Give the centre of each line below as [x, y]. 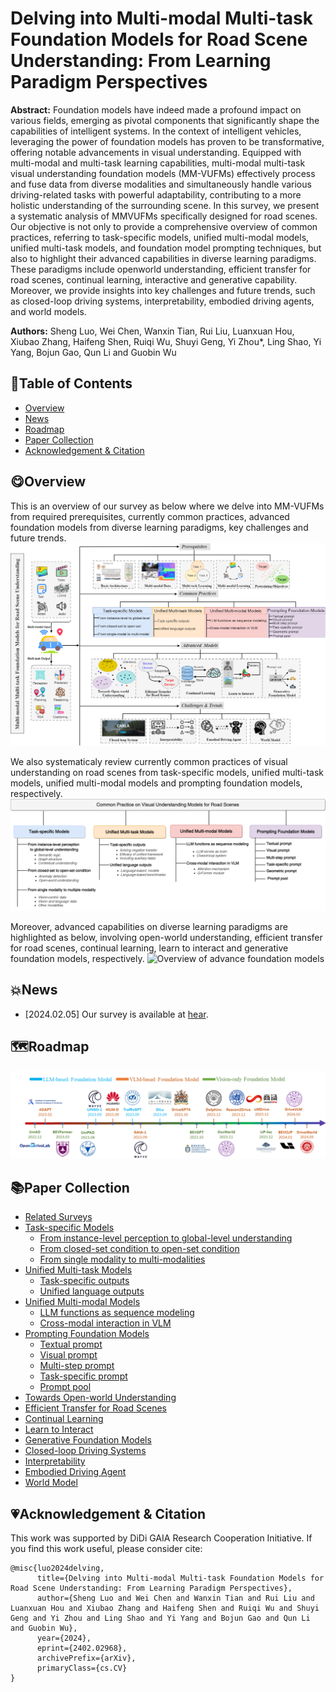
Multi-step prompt [77, 1366]
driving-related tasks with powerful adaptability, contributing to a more [156, 194]
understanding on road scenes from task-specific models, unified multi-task [167, 772]
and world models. [48, 311]
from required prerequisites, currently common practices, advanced [150, 516]
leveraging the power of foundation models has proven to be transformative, [167, 141]
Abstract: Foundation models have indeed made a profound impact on [156, 109]
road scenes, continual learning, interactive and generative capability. [154, 279]
